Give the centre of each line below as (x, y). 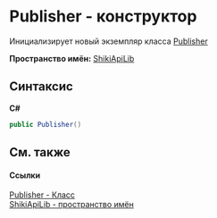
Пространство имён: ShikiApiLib (72, 58)
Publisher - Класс (42, 195)
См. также (40, 152)
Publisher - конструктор (103, 17)
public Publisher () (46, 124)
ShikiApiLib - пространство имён (71, 205)
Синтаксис (41, 87)
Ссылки (25, 175)
